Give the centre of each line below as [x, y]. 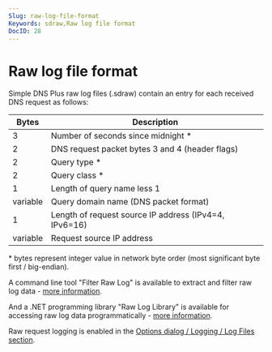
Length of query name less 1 [105, 189]
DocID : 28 [25, 31]
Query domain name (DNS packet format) [130, 202]
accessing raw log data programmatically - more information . [110, 316]
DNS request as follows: [49, 102]
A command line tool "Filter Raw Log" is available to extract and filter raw [130, 283]
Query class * [77, 175]
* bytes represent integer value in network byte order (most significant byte [134, 258]
